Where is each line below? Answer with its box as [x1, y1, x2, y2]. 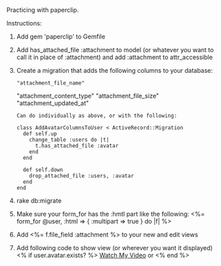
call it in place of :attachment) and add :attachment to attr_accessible [16, 53, 213, 61]
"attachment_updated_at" [16, 99, 90, 107]
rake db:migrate [16, 197, 62, 205]
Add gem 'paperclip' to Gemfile [16, 32, 106, 41]
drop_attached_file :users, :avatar [29, 173, 134, 179]
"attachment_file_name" [16, 80, 85, 87]
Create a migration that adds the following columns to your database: [16, 67, 213, 74]
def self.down [23, 166, 63, 173]
